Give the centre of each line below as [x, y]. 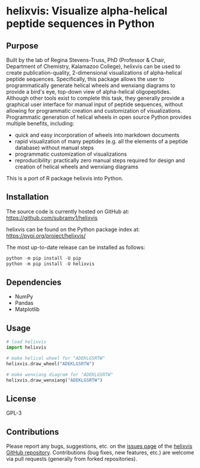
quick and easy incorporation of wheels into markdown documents [97, 135]
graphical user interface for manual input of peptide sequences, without [95, 104]
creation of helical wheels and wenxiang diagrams [76, 167]
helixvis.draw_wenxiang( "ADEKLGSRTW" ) [54, 380]
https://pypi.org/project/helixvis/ [46, 235]
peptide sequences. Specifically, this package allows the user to [85, 79]
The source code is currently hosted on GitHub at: [68, 211]
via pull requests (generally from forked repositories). [72, 459]
